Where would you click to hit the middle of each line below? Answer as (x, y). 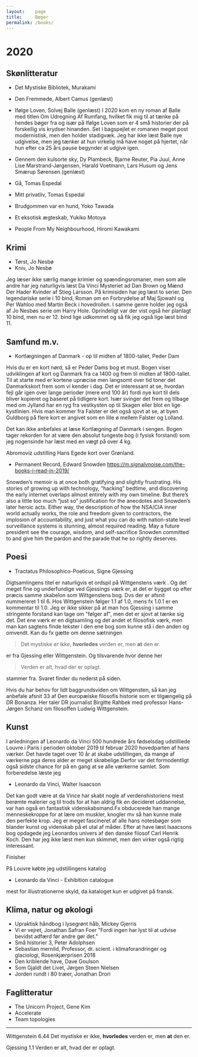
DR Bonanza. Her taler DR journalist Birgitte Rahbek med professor (87, 702)
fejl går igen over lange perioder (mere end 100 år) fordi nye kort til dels (93, 392)
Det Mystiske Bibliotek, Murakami (55, 88)
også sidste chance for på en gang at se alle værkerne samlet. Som (88, 766)
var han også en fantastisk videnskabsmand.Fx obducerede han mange (93, 808)
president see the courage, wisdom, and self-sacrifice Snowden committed (98, 532)
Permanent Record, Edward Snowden (60, 464)
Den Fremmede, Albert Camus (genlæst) (64, 99)
